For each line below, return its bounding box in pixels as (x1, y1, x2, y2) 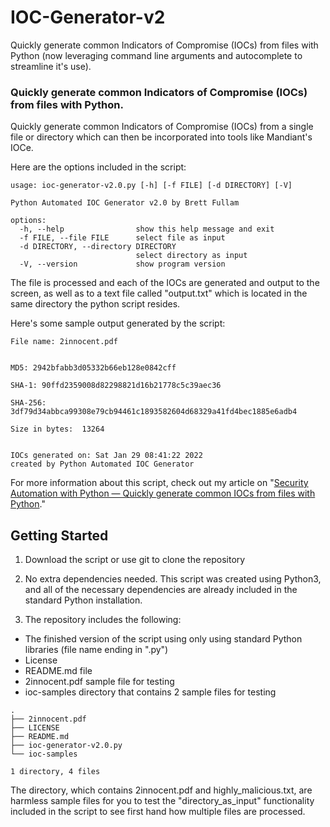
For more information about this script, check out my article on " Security (10, 477, 309, 489)
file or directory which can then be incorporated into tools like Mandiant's (10, 131, 313, 143)
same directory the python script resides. (10, 298, 181, 310)
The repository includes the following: (24, 614, 182, 626)
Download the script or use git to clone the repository (24, 554, 246, 566)
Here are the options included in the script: (10, 161, 187, 173)
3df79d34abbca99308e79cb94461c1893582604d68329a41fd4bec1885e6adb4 (10, 407, 298, 417)
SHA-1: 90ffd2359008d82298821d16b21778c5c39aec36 (10, 381, 222, 391)
